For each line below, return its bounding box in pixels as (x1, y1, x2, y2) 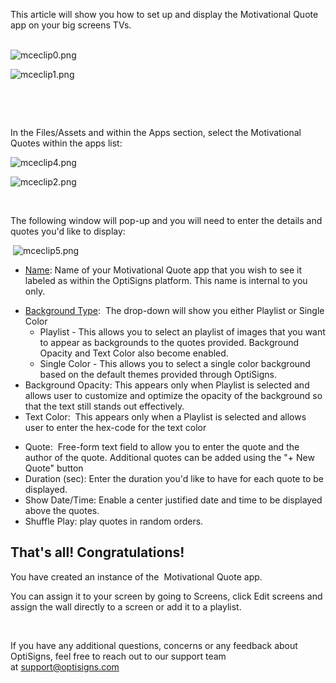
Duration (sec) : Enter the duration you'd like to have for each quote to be (24, 473, 324, 484)
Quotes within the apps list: (10, 137, 123, 149)
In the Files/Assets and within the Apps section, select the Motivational (10, 127, 302, 138)
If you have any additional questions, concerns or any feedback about (10, 639, 298, 651)
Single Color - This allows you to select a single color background (39, 358, 311, 369)
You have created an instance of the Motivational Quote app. (10, 570, 263, 583)
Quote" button (24, 462, 84, 474)
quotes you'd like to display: (10, 225, 126, 237)
